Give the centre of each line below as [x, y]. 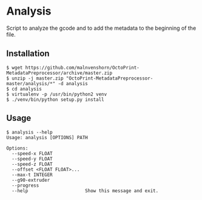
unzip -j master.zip [38, 78]
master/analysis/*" [31, 83]
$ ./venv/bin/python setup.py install [55, 99]
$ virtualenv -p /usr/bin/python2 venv [57, 94]
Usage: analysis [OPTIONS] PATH [47, 137]
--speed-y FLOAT [32, 159]
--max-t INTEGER [32, 174]
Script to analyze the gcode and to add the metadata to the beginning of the [101, 28]
